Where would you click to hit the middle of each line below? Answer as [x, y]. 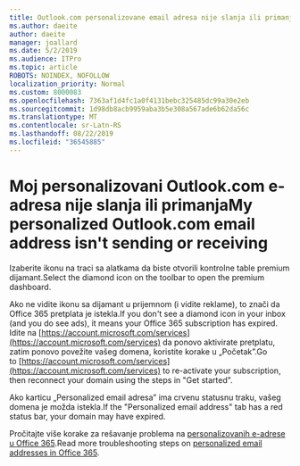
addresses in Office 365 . [54, 453]
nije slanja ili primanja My [158, 205]
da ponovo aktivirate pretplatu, [219, 342]
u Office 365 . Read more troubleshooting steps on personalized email [136, 443]
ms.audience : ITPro [46, 59]
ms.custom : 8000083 [46, 92]
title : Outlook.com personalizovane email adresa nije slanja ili [135, 17]
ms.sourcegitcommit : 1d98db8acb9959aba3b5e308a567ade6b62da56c [129, 109]
